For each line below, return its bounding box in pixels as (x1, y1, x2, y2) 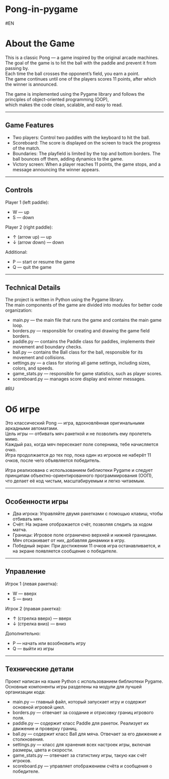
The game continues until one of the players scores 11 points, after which (5, 76, 156, 82)
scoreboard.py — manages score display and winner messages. (12, 376, 146, 382)
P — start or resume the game (12, 258, 75, 265)
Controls (5, 186, 33, 194)
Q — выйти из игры (12, 646, 54, 652)
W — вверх (12, 590, 37, 596)
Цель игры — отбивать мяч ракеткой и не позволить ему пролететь (5, 431, 152, 437)
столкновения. (12, 736, 44, 742)
